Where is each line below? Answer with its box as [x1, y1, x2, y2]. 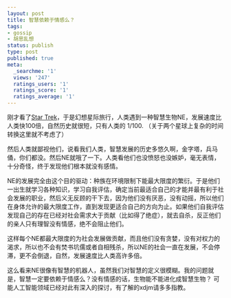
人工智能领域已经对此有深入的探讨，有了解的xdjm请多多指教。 [12, 284, 190, 291]
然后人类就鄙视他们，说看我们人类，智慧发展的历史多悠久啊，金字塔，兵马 [7, 145, 218, 153]
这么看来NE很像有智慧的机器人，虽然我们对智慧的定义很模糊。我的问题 [7, 266, 208, 274]
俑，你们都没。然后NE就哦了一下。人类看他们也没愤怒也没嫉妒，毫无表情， [7, 153, 220, 162]
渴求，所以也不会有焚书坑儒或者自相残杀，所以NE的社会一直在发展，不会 [7, 243, 214, 251]
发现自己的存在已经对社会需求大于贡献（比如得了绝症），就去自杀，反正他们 [7, 211, 221, 219]
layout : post [7, 10, 45, 17]
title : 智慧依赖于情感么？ [7, 17, 76, 23]
